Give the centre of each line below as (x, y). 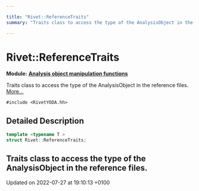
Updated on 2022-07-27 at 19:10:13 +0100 (58, 182)
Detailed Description (45, 121)
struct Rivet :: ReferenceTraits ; (46, 140)
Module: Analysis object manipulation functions (67, 74)
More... (15, 92)
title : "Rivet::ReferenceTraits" (48, 17)
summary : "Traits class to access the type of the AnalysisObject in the (100, 22)
